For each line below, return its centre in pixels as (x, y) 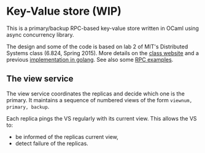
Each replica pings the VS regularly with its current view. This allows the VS (102, 118)
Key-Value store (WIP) (64, 11)
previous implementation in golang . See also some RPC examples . (90, 59)
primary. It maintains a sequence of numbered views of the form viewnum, (99, 100)
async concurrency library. (41, 34)
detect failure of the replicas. (52, 143)
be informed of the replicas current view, (67, 136)
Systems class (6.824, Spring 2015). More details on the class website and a (103, 53)
